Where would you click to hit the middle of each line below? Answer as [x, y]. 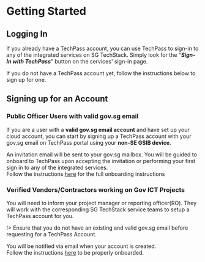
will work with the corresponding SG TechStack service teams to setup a [98, 209]
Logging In [27, 34]
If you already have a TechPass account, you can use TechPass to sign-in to [102, 48]
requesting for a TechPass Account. [51, 234]
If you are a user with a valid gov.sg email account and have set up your [98, 129]
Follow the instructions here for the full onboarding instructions [86, 174]
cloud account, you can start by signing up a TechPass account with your [99, 136]
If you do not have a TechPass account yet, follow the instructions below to [101, 73]
